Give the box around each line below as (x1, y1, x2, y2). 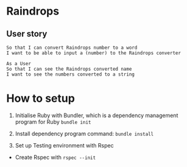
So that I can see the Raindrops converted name (6, 66, 132, 72)
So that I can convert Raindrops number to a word (6, 44, 138, 51)
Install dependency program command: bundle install (15, 130, 154, 137)
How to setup (6, 91, 75, 105)
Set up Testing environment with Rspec (15, 141, 114, 149)
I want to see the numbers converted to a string (6, 71, 135, 77)
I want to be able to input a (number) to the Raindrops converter (6, 50, 182, 56)
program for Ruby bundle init (15, 118, 91, 126)
